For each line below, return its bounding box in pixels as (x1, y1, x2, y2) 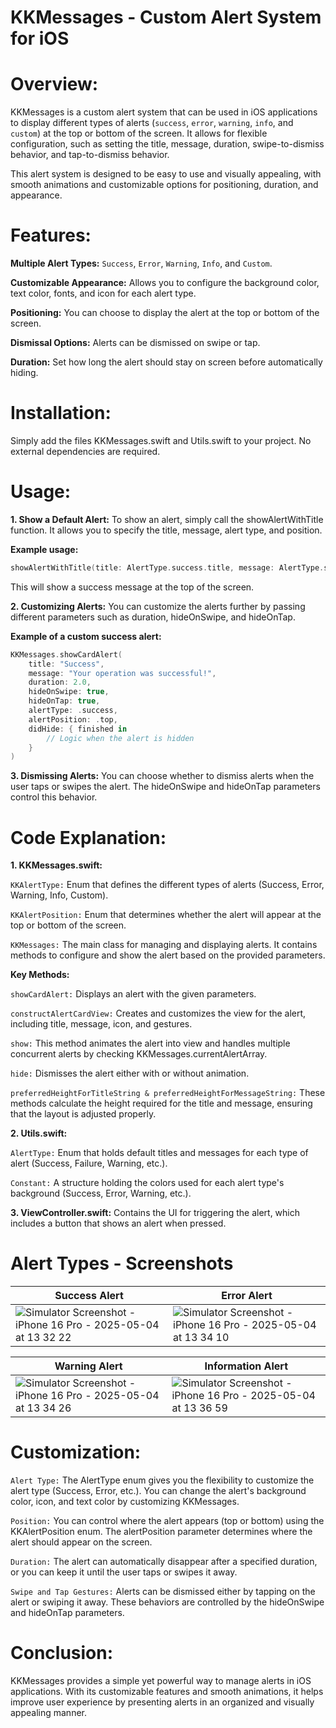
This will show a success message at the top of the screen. (10, 581, 255, 593)
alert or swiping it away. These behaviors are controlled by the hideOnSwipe (10, 1596, 325, 1608)
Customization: (10, 1441, 142, 1464)
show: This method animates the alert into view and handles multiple (10, 1037, 291, 1050)
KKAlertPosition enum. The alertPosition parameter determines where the (10, 1526, 313, 1538)
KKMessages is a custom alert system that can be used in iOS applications (10, 106, 318, 118)
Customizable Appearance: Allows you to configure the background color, (10, 277, 320, 289)
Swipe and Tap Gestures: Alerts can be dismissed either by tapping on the (10, 1586, 316, 1598)
